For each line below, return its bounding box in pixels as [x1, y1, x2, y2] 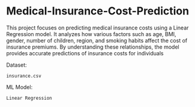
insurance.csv [6, 73, 42, 79]
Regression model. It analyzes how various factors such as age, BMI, [6, 30, 176, 37]
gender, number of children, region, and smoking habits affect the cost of [6, 37, 188, 44]
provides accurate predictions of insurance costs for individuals [6, 49, 164, 57]
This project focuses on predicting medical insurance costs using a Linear [6, 24, 189, 31]
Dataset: [6, 61, 27, 69]
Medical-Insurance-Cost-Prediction [6, 4, 190, 18]
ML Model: [6, 83, 33, 91]
